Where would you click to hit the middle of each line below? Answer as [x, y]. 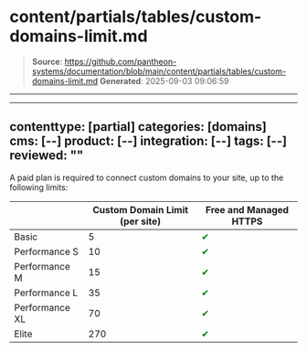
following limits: [39, 187]
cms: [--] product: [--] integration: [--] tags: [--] [148, 141]
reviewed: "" [47, 156]
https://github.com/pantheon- [121, 61]
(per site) [141, 221]
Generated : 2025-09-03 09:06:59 [164, 80]
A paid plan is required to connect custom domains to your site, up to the [147, 177]
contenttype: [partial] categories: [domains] [138, 127]
